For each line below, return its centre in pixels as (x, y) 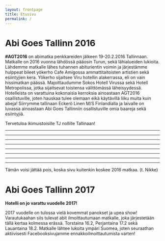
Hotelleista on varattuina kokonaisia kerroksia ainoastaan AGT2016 (72, 93)
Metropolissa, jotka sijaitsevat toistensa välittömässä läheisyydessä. (74, 88)
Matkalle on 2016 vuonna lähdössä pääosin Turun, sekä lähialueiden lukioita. (82, 62)
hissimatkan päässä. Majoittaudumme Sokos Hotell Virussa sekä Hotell (77, 83)
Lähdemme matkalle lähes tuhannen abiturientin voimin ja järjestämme (76, 67)
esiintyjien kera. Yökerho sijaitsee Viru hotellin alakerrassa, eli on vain (75, 78)
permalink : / (18, 19)
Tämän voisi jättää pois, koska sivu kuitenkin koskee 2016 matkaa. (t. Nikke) (82, 170)
